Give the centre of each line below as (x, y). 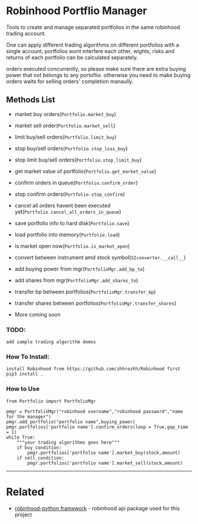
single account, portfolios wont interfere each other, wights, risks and (90, 51)
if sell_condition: (41, 458)
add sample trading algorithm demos (51, 342)
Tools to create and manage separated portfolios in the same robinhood (93, 27)
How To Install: (28, 357)
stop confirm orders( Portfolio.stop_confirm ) (70, 194)
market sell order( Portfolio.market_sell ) (65, 126)
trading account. (26, 33)
